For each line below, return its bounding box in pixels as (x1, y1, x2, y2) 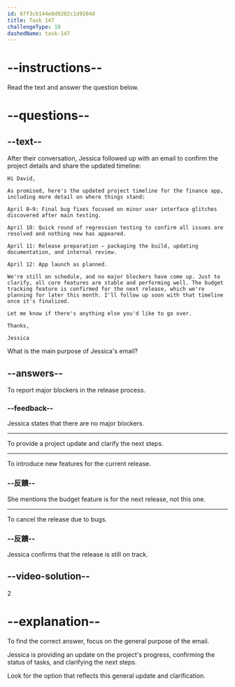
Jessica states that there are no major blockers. (7, 419, 145, 428)
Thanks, (7, 322, 30, 329)
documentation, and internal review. (7, 249, 117, 256)
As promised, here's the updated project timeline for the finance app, (7, 187, 224, 195)
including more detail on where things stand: (7, 193, 145, 200)
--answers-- (7, 367, 63, 379)
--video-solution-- (7, 571, 90, 583)
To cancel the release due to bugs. (7, 515, 107, 523)
